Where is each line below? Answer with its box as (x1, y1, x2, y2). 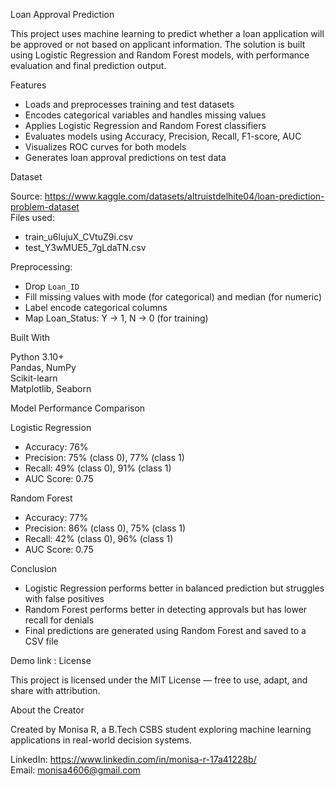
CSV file (24, 635, 59, 647)
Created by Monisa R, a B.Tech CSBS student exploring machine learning (10, 724, 312, 735)
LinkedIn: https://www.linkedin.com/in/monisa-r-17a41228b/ (10, 754, 257, 765)
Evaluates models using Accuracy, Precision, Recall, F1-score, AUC (24, 130, 302, 142)
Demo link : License (10, 655, 92, 666)
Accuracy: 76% (24, 441, 89, 453)
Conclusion (10, 563, 58, 574)
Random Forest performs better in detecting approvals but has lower (24, 604, 308, 615)
